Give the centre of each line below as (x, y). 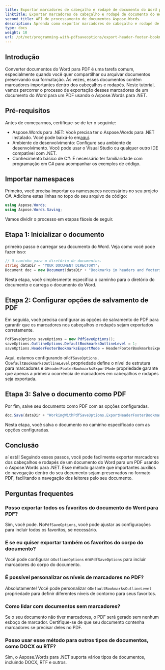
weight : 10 (16, 33)
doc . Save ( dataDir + (25, 415)
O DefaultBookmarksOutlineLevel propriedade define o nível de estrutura (78, 363)
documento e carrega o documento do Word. (51, 284)
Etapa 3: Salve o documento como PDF (66, 394)
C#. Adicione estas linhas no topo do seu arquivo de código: (66, 196)
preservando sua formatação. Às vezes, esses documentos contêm (73, 79)
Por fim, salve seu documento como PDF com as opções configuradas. (77, 406)
